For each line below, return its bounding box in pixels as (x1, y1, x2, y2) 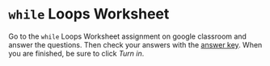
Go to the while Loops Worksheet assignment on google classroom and (8, 31, 247, 41)
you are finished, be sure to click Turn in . (8, 48, 145, 58)
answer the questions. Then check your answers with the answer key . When (8, 39, 263, 49)
